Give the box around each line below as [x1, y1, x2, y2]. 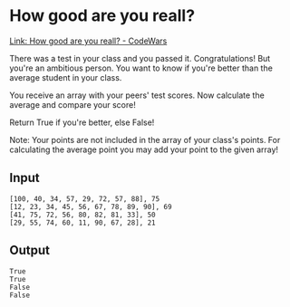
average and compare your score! [9, 99, 136, 110]
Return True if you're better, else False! [9, 117, 155, 128]
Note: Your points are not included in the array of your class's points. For [9, 134, 281, 145]
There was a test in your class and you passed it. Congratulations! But [9, 53, 271, 63]
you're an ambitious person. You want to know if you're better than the [9, 62, 274, 73]
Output [9, 243, 50, 258]
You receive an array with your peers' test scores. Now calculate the [9, 90, 265, 101]
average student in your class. [9, 72, 122, 82]
